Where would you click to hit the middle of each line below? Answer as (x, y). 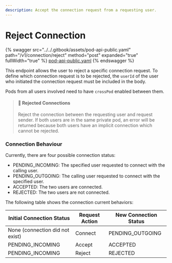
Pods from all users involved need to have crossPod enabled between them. (85, 91)
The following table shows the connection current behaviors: (69, 203)
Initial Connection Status (39, 218)
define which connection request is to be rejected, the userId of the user (82, 76)
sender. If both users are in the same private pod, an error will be (86, 120)
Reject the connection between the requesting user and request (85, 114)
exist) (15, 236)
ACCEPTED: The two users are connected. (58, 187)
